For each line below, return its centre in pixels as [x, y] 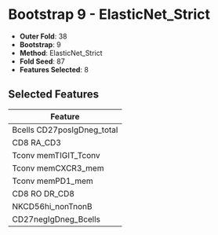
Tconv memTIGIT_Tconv [56, 155]
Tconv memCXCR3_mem [58, 168]
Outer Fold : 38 [43, 36]
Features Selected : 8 [54, 69]
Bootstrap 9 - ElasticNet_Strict [109, 15]
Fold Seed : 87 [42, 61]
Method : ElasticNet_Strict [61, 53]
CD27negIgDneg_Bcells [56, 219]
